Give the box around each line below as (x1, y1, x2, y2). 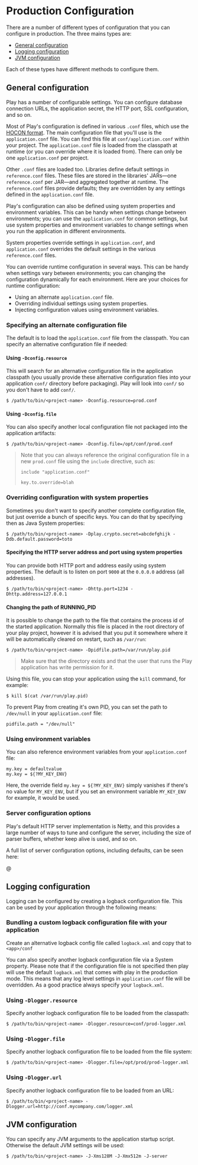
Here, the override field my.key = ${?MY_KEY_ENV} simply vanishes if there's (6, 781, 189, 789)
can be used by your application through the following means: (6, 904, 157, 911)
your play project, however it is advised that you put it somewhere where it (6, 630, 188, 637)
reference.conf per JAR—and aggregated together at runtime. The (6, 178, 168, 185)
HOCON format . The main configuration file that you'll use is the (6, 129, 162, 136)
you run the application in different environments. (6, 227, 126, 235)
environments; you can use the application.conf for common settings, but (6, 215, 188, 222)
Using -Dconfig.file (6, 410, 57, 417)
